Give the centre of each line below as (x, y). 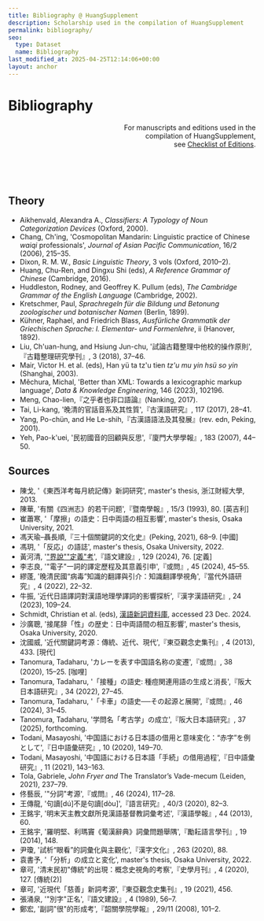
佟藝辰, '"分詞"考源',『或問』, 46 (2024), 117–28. (97, 794)
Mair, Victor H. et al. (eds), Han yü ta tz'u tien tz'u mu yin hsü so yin (128, 365)
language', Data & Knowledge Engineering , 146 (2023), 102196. (122, 390)
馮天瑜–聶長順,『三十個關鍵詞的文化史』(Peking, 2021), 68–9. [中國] (129, 537)
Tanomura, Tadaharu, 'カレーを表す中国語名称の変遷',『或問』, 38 (126, 662)
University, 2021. (47, 527)
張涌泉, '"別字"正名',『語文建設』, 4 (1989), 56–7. (98, 899)
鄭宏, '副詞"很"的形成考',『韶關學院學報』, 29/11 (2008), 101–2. (120, 909)
